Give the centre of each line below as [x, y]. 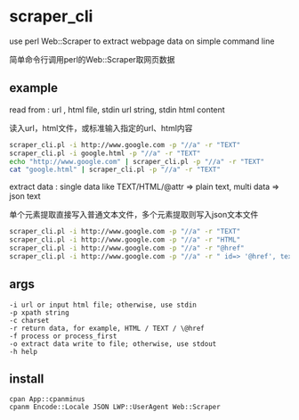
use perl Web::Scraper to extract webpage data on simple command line [142, 41]
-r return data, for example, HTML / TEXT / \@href [107, 328]
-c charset [29, 320]
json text [25, 196]
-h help [24, 351]
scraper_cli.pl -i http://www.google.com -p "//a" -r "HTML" [125, 240]
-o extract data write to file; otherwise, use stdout [113, 344]
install [27, 379]
